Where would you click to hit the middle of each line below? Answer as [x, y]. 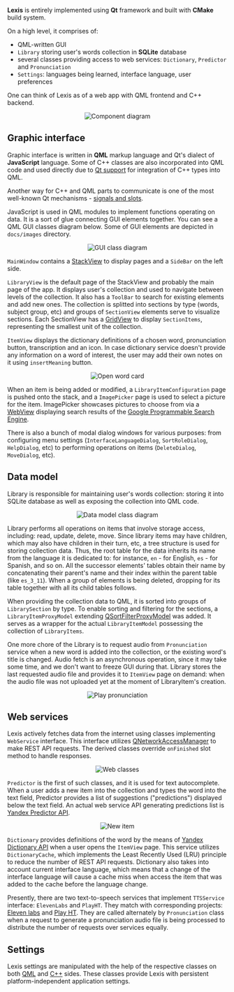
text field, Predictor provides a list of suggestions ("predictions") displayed [115, 798]
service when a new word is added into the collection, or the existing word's [117, 652]
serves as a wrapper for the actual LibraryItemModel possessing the [105, 623]
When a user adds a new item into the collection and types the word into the [117, 790]
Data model [32, 477]
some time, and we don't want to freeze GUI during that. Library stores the [114, 666]
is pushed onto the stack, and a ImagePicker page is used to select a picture [116, 397]
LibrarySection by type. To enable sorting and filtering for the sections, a [113, 608]
